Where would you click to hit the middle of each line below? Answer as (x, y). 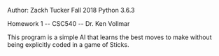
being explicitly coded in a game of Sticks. (68, 44)
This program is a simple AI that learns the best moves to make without (109, 37)
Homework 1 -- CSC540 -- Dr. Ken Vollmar (69, 23)
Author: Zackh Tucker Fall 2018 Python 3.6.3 (71, 10)
